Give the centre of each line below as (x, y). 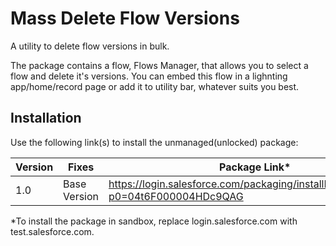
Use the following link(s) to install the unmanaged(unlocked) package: (154, 142)
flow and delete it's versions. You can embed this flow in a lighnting (149, 76)
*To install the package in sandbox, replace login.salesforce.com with (154, 221)
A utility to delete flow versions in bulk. (90, 46)
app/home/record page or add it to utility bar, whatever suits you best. (155, 86)
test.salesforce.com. (52, 231)
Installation (46, 118)
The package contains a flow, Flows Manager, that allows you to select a (159, 65)
